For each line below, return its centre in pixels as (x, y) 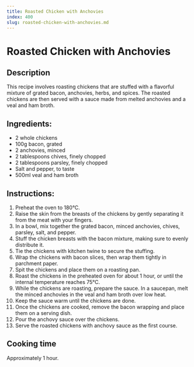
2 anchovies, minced (40, 150)
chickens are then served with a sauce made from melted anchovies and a (96, 99)
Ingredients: (29, 124)
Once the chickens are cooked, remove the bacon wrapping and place (100, 307)
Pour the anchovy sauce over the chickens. (67, 319)
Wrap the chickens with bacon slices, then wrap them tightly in (91, 257)
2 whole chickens (36, 138)
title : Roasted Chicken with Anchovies (55, 11)
